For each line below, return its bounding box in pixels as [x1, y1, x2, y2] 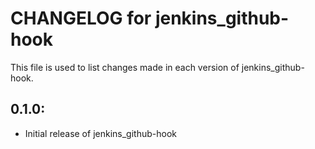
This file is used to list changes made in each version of [10, 61, 240, 73]
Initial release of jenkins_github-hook [24, 127, 177, 139]
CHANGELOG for [10, 7, 152, 30]
